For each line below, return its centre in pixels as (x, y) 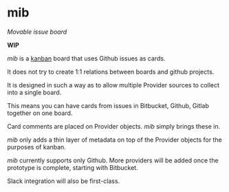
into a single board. (34, 92)
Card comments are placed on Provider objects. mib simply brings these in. (114, 126)
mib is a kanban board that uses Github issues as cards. (86, 58)
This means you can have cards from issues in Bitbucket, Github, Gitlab (108, 105)
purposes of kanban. (37, 147)
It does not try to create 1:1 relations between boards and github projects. (111, 72)
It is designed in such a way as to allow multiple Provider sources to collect (113, 85)
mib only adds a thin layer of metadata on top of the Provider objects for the (115, 140)
